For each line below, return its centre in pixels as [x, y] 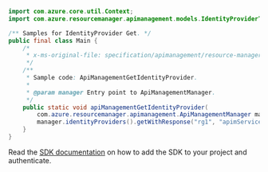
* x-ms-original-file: [64, 56]
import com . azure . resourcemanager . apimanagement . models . [105, 19]
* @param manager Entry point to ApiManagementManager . [121, 92]
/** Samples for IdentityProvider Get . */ [80, 33]
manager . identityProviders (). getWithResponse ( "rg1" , [126, 122]
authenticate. [30, 160]
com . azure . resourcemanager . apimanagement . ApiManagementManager [144, 115]
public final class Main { [53, 41]
